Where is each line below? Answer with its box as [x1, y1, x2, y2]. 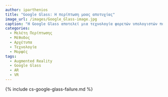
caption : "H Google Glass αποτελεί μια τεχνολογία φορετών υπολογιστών [5, 21, 157, 26]
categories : [5, 26, 30, 31]
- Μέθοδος [9, 35, 30, 40]
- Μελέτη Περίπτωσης [9, 30, 52, 35]
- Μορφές [9, 49, 28, 54]
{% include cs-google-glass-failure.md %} [5, 86, 93, 92]
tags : [5, 53, 16, 59]
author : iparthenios [5, 7, 48, 12]
